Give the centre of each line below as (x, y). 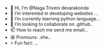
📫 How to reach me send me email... (49, 30)
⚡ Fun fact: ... (24, 43)
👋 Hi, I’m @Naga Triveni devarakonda (49, 8)
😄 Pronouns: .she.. (30, 37)
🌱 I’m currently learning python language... (55, 19)
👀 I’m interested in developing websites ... (54, 13)
